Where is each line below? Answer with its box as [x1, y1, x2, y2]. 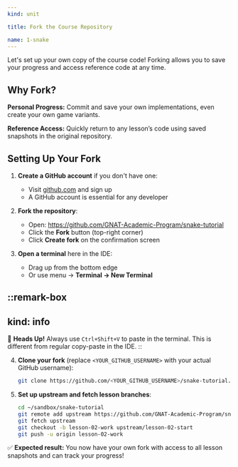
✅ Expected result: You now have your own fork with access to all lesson [7, 443, 223, 452]
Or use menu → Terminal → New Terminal [28, 271, 153, 279]
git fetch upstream [17, 417, 76, 424]
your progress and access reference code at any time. [7, 63, 166, 72]
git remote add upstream [17, 411, 92, 418]
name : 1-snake [7, 36, 50, 43]
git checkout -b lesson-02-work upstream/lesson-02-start [17, 424, 193, 431]
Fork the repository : [17, 207, 78, 215]
